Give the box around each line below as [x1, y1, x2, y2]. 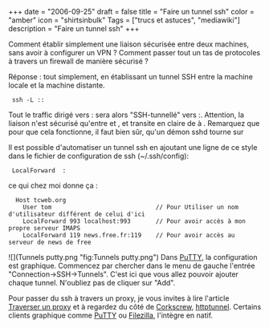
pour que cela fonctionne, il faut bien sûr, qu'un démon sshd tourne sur [8, 128, 244, 136]
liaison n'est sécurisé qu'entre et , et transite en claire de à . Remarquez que [8, 119, 260, 128]
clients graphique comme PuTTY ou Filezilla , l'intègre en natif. [8, 310, 214, 320]
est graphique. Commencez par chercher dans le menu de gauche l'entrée [8, 261, 255, 270]
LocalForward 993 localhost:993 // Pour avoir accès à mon [22, 217, 247, 225]
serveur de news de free [8, 238, 92, 246]
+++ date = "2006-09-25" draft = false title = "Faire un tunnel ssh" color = [8, 7, 255, 16]
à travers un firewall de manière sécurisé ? [8, 56, 149, 66]
